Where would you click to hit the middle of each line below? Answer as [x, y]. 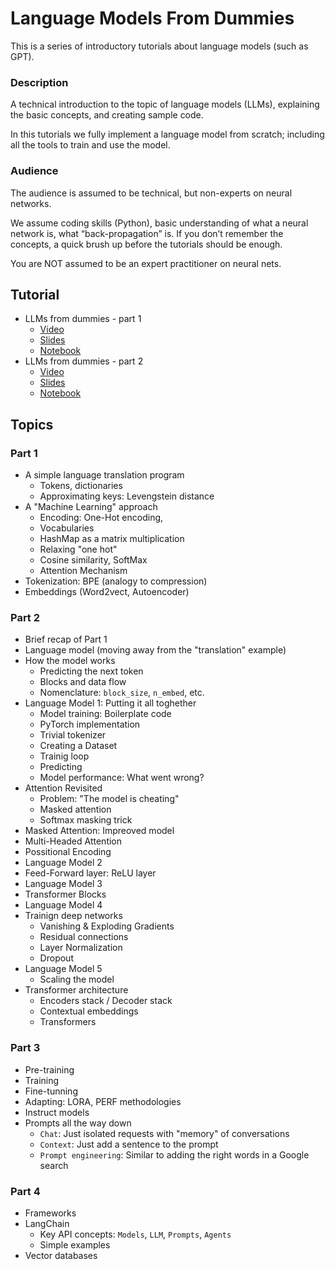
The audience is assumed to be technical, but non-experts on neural [151, 193]
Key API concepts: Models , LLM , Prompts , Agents [135, 1234]
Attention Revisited [63, 788]
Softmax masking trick [86, 820]
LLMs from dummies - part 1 [83, 319]
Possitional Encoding [68, 852]
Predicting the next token [91, 671]
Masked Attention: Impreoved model [99, 831]
